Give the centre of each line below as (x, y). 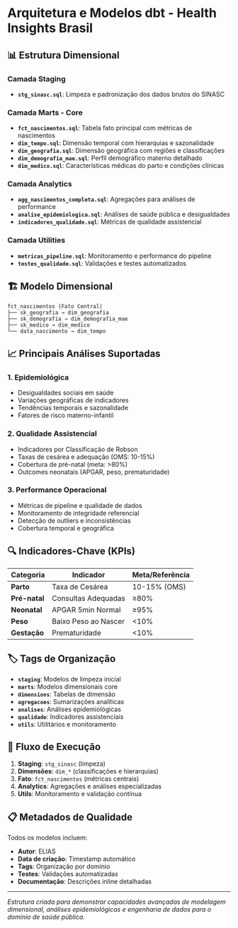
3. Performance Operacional (57, 490)
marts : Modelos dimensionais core (68, 687)
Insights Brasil (50, 28)
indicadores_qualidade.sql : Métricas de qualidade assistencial (109, 222)
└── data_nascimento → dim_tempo (57, 331)
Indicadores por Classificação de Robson (78, 449)
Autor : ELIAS (36, 851)
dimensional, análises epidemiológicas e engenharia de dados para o (109, 910)
